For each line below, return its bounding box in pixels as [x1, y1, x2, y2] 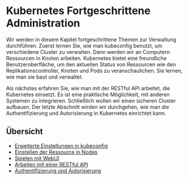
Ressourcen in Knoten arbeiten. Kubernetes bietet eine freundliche [6, 55, 167, 62]
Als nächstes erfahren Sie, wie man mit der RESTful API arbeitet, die [6, 84, 170, 91]
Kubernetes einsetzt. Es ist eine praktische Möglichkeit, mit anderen [6, 91, 170, 98]
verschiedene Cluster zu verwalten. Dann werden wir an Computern [6, 48, 170, 55]
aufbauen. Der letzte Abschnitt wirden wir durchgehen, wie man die [6, 103, 169, 110]
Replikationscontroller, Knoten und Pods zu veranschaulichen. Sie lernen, [6, 67, 183, 74]
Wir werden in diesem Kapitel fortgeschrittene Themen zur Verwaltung [6, 36, 177, 43]
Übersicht [6, 127, 43, 137]
